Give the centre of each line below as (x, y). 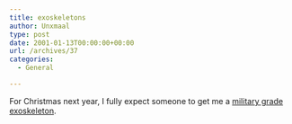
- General (35, 68)
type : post (30, 34)
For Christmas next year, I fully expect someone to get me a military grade (146, 101)
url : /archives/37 (44, 51)
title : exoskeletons (48, 18)
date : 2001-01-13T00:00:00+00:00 (72, 43)
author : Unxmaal (40, 26)
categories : (31, 59)
